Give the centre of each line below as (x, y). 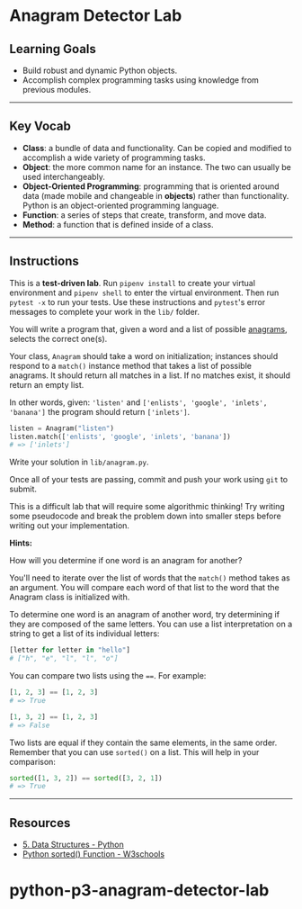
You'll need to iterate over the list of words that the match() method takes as (150, 578)
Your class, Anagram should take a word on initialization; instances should (144, 355)
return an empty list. (47, 384)
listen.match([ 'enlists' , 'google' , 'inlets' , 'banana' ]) (120, 436)
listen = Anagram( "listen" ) (62, 428)
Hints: (21, 543)
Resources (40, 823)
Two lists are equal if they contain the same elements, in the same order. (143, 742)
